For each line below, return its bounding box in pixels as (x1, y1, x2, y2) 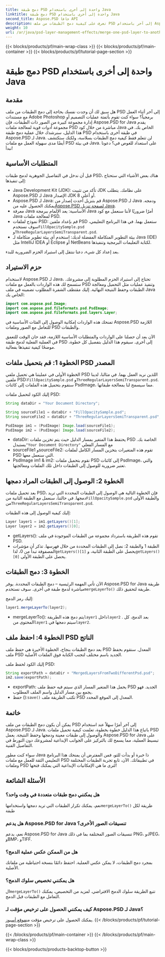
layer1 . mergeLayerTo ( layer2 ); (5, 605, 68, 610)
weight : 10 (5, 26, 28, 30)
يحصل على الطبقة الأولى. (21, 554, 67, 559)
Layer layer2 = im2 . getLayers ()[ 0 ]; (5, 524, 80, 529)
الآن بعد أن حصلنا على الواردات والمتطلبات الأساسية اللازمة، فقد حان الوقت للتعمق (5, 334, 156, 340)
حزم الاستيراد (5, 263, 42, 271)
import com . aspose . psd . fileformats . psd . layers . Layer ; (5, 310, 118, 315)
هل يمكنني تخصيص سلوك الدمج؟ (5, 877, 75, 884)
